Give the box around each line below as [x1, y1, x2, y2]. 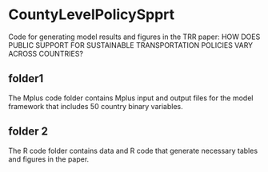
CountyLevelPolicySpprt [8, 6, 175, 24]
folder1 [8, 72, 44, 85]
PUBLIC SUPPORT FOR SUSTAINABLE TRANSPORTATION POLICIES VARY [8, 40, 254, 49]
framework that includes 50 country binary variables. [8, 101, 183, 111]
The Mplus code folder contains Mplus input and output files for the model [8, 93, 254, 103]
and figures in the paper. [8, 154, 90, 164]
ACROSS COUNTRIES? [8, 49, 84, 58]
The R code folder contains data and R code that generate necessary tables [8, 146, 258, 155]
